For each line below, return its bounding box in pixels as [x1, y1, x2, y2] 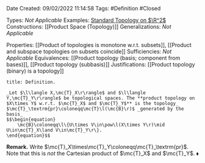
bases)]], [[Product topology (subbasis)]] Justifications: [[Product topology [6, 61, 195, 68]
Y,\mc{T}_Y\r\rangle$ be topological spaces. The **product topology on [6, 95, 195, 101]
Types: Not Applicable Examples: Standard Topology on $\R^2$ [6, 16, 167, 24]
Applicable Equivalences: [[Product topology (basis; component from [6, 54, 181, 62]
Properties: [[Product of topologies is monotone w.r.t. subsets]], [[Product [6, 42, 192, 48]
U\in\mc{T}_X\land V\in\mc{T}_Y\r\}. [6, 127, 103, 133]
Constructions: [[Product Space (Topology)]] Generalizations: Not [6, 23, 172, 30]
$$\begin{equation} [6, 117, 56, 123]
